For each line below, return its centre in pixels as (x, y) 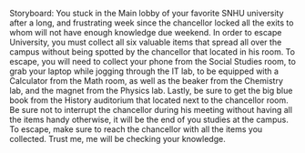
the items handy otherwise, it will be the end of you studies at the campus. (149, 119)
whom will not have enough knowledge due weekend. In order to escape (146, 32)
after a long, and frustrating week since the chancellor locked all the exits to (152, 23)
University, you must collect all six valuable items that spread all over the (146, 42)
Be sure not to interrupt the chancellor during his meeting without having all (151, 110)
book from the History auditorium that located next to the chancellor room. (149, 100)
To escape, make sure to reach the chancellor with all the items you (136, 129)
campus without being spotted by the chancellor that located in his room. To (152, 52)
